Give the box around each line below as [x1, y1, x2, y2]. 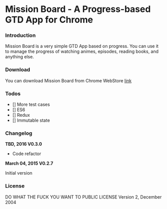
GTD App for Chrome [5, 14, 93, 25]
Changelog [5, 130, 32, 137]
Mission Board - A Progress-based [5, 3, 151, 15]
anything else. [5, 54, 34, 60]
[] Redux [12, 112, 30, 118]
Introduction [5, 32, 36, 39]
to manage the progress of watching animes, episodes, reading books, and [5, 48, 159, 54]
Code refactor [12, 151, 41, 157]
